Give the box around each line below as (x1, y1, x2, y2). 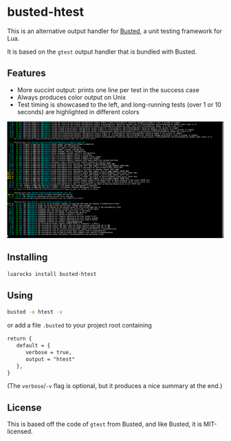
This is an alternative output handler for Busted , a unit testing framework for (7, 27, 222, 35)
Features (7, 67, 46, 79)
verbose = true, (25, 349, 72, 356)
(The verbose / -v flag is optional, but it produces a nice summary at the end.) (7, 382, 223, 390)
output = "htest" (25, 356, 76, 363)
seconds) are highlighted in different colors (16, 107, 140, 116)
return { (7, 335, 32, 343)
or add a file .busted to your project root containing (7, 321, 153, 330)
